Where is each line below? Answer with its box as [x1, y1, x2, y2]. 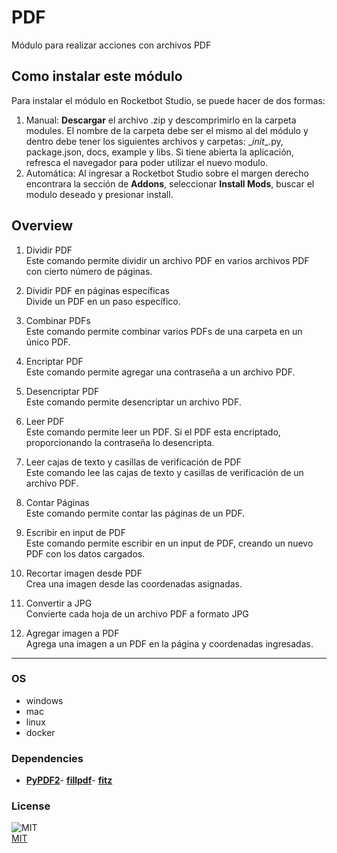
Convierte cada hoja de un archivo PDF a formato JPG [25, 607, 249, 620]
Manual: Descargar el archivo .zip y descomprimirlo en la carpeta [25, 114, 297, 126]
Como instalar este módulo [11, 68, 183, 85]
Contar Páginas [25, 496, 90, 508]
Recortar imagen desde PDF [25, 567, 143, 579]
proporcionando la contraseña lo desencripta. [25, 436, 215, 448]
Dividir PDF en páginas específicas [25, 284, 170, 296]
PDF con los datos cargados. [25, 547, 146, 560]
